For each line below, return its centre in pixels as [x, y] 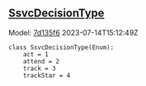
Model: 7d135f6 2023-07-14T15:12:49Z [73, 32]
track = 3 [40, 68]
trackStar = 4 [47, 76]
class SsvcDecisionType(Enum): [61, 47]
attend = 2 [41, 61]
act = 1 [36, 54]
